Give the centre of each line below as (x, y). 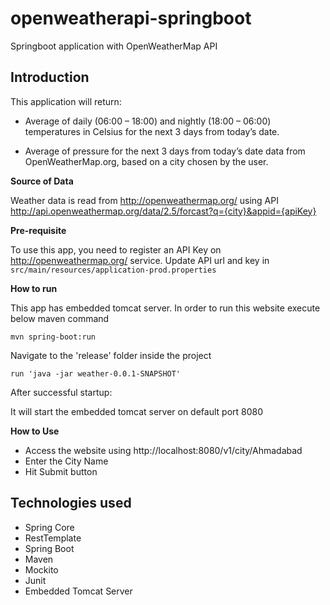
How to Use (35, 431)
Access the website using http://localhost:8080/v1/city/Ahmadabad (163, 450)
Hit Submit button (61, 471)
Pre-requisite (38, 230)
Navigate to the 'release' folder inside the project (111, 355)
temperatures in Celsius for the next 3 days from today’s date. (152, 131)
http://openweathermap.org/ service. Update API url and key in (140, 260)
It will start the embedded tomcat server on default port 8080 (137, 411)
